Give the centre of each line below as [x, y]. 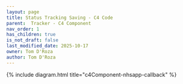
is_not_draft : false [33, 40]
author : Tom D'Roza [31, 57]
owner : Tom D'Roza [30, 52]
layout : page [23, 12]
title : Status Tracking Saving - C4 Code [60, 18]
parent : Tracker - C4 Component [49, 23]
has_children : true [31, 35]
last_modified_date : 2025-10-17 [47, 46]
